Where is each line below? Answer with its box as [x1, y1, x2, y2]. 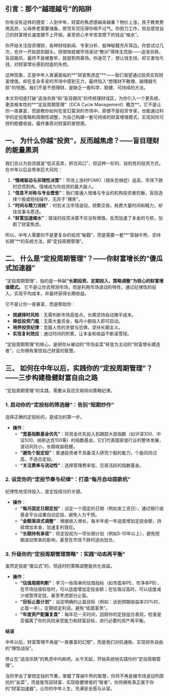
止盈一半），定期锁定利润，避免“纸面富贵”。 [20, 605, 110, 611]
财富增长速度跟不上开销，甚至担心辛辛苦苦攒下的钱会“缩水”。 [14, 32, 142, 38]
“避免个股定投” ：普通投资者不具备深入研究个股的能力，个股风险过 [20, 450, 157, 456]
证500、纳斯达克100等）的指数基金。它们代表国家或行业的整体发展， [20, 437, 163, 443]
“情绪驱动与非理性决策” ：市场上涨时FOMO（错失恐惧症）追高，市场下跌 [12, 177, 163, 183]
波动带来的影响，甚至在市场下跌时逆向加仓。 [24, 537, 117, 543]
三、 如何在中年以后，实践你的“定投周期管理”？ [5, 364, 153, 372]
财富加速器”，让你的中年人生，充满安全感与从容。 [12, 685, 115, 691]
